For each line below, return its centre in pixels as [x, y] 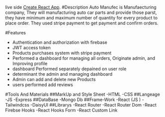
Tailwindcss [17, 105]
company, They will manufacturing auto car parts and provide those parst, [81, 12]
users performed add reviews [42, 85]
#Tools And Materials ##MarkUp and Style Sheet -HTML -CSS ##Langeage [82, 94]
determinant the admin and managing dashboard [62, 74]
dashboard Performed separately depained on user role [69, 69]
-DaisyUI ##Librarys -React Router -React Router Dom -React [93, 105]
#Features [16, 33]
